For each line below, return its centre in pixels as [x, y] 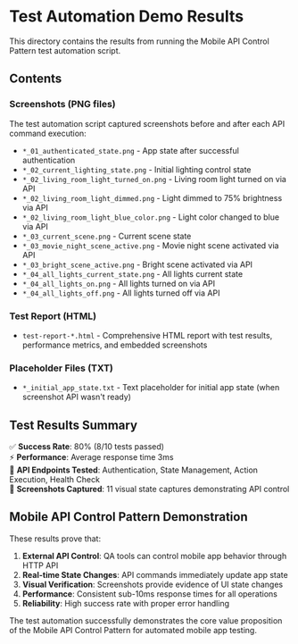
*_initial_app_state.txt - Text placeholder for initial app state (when [151, 388]
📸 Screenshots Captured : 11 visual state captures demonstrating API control [149, 489]
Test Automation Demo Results [126, 17]
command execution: [48, 133]
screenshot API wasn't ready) [77, 397]
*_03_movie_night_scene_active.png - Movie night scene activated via [150, 245]
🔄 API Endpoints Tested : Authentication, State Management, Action [134, 470]
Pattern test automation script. [65, 50]
